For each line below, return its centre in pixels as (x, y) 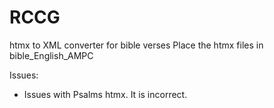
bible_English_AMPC (51, 55)
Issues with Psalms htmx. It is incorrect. (105, 94)
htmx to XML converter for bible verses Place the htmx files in (136, 45)
